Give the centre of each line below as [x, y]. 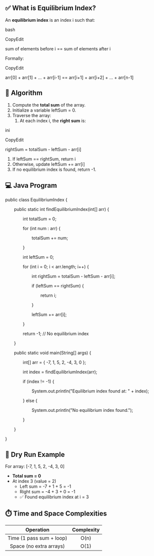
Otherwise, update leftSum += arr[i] [49, 164]
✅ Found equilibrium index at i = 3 [54, 497]
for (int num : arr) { [42, 229]
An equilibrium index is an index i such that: [50, 20]
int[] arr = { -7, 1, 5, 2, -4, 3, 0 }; [55, 362]
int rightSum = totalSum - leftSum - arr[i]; [73, 277]
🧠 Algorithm [24, 93]
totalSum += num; [50, 238]
